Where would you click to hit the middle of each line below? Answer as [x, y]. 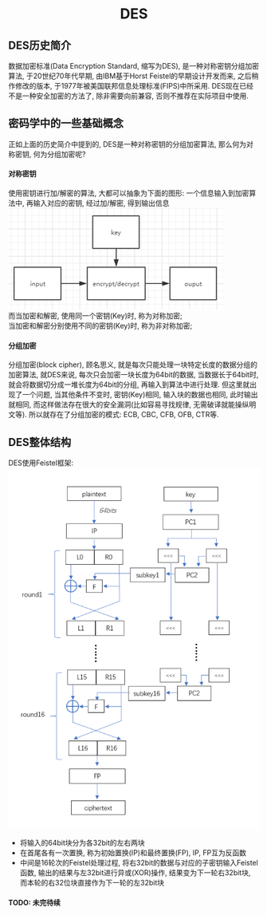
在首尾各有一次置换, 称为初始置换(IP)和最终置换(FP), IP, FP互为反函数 [133, 853]
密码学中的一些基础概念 [66, 123]
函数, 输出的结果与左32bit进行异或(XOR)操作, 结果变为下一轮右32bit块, [135, 873]
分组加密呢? [66, 154]
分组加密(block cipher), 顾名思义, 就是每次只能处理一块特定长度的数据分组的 [133, 365]
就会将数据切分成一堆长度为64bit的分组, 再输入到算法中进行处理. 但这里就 [129, 385]
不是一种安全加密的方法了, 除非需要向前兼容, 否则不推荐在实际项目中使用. [128, 96]
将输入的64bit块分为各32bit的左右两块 [82, 843]
